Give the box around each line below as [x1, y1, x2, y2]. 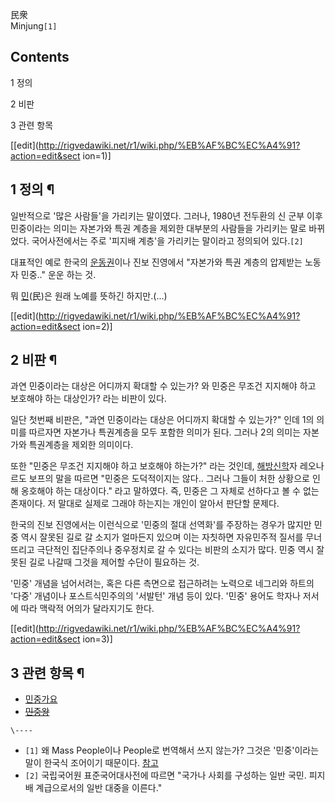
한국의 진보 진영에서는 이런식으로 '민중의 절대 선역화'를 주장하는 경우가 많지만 [10, 519, 312, 531]
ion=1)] [82, 149, 112, 162]
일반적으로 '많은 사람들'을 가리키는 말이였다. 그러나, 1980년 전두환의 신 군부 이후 [10, 209, 323, 222]
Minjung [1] [10, 20, 58, 32]
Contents [10, 49, 70, 66]
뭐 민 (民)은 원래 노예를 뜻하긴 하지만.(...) [10, 289, 168, 302]
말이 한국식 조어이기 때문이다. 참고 [24, 757, 159, 769]
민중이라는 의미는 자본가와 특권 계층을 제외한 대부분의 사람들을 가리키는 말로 [10, 222, 307, 234]
